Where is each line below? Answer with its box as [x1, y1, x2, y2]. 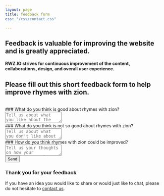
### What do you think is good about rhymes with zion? [5, 106, 120, 112]
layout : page [5, 7, 32, 12]
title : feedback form [5, 12, 50, 17]
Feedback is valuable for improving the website [5, 39, 155, 48]
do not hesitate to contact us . [5, 186, 65, 192]
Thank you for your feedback [5, 169, 77, 176]
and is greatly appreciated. [5, 47, 90, 55]
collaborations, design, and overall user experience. [5, 66, 115, 72]
